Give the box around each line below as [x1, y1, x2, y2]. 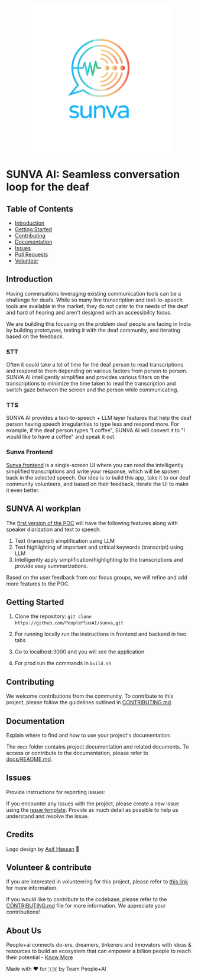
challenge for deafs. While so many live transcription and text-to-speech [6, 296, 183, 303]
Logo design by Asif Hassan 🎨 [6, 845, 80, 853]
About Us [6, 925, 41, 935]
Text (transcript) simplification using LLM [14, 537, 115, 544]
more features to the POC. [6, 580, 70, 587]
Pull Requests [14, 251, 48, 258]
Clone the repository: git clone [14, 613, 92, 620]
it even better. [6, 487, 40, 494]
